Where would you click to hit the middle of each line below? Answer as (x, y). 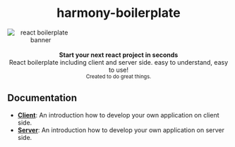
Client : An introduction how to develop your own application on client (119, 115)
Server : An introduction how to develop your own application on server (121, 130)
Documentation (42, 98)
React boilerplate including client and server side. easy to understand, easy (118, 62)
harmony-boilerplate (119, 13)
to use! (119, 70)
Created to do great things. (119, 76)
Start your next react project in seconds (119, 55)
